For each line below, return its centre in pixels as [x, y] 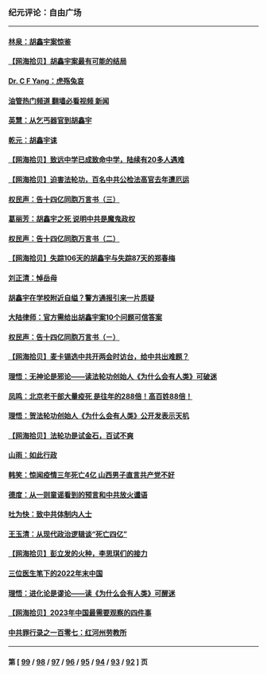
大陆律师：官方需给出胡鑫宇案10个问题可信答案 [85, 318]
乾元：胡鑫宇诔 [33, 140]
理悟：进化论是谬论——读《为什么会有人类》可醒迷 [92, 593]
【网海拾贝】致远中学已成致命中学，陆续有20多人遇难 [97, 160]
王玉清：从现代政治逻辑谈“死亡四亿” [68, 534]
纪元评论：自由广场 [45, 12]
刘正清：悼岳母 [33, 278]
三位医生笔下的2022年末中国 [56, 573]
